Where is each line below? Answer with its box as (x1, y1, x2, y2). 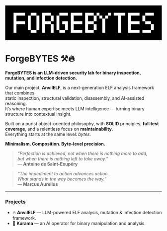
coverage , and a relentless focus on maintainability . (5, 126, 113, 132)
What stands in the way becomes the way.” (17, 176, 107, 182)
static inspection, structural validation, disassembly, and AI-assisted (5, 95, 145, 101)
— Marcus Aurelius (17, 181, 58, 187)
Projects (5, 198, 26, 205)
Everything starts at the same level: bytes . (5, 131, 91, 137)
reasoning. (5, 100, 27, 106)
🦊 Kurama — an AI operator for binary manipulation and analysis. (12, 220, 146, 226)
